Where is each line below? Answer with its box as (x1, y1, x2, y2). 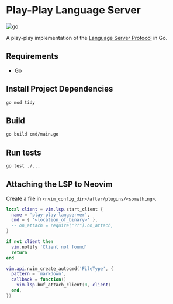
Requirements (6, 51, 58, 62)
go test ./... (6, 163, 41, 169)
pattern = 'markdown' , (11, 271, 67, 277)
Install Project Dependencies (6, 84, 113, 94)
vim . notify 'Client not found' (11, 244, 88, 250)
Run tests (6, 147, 41, 157)
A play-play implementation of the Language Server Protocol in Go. (6, 34, 168, 41)
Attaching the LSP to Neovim (6, 180, 113, 190)
